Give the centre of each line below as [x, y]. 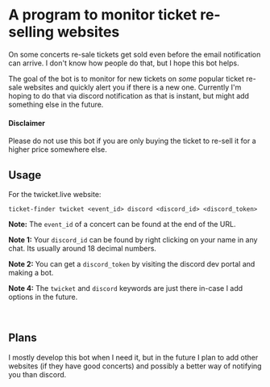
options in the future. [43, 297]
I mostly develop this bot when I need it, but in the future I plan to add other [133, 357]
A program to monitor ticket [103, 15]
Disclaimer [27, 123]
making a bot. [31, 272]
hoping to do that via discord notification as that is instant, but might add [129, 95]
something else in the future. [56, 104]
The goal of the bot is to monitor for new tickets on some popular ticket [126, 78]
